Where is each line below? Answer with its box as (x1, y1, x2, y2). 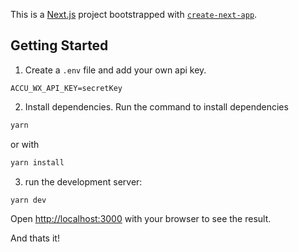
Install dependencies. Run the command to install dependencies (24, 100, 289, 113)
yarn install (10, 157, 65, 168)
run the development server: (24, 175, 143, 188)
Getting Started (10, 37, 109, 54)
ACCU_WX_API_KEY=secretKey (10, 83, 123, 93)
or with (10, 138, 40, 150)
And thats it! (10, 232, 60, 244)
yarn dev (10, 195, 47, 205)
